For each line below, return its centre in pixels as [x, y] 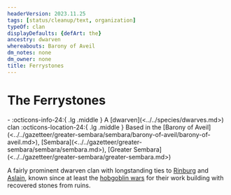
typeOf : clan [26, 27]
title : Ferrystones [36, 66]
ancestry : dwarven [34, 40]
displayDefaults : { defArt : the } [54, 33]
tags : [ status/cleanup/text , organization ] [72, 20]
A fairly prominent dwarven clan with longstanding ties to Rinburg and [108, 170]
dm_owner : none [29, 59]
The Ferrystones [57, 100]
